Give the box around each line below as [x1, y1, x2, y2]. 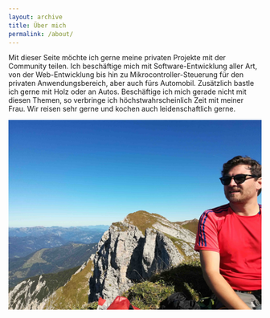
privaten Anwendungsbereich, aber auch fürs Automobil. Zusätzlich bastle [8, 79, 255, 88]
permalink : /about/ [8, 30, 74, 38]
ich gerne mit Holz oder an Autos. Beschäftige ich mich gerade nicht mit [8, 87, 247, 96]
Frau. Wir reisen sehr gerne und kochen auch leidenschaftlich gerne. [8, 104, 235, 114]
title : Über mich [8, 21, 67, 30]
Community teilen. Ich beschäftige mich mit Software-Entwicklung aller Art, [8, 61, 258, 71]
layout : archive [8, 13, 63, 21]
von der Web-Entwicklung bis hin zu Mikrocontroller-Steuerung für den [8, 70, 243, 79]
